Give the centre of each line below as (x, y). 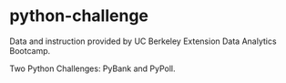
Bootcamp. (30, 50)
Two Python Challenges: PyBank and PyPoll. (92, 68)
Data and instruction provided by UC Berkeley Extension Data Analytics (143, 41)
